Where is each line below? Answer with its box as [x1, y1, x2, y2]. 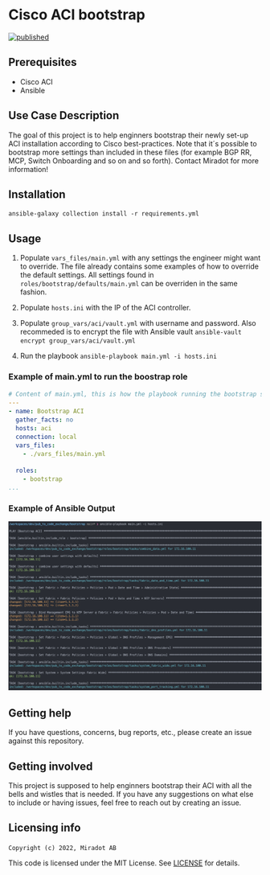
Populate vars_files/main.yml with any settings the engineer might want [19, 253, 261, 263]
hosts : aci [15, 424, 52, 432]
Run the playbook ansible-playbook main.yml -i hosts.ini [19, 351, 217, 361]
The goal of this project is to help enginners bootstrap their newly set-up [8, 130, 249, 140]
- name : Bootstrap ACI [8, 408, 84, 416]
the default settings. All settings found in [19, 270, 154, 280]
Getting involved [8, 759, 93, 773]
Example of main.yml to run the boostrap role [8, 372, 188, 383]
